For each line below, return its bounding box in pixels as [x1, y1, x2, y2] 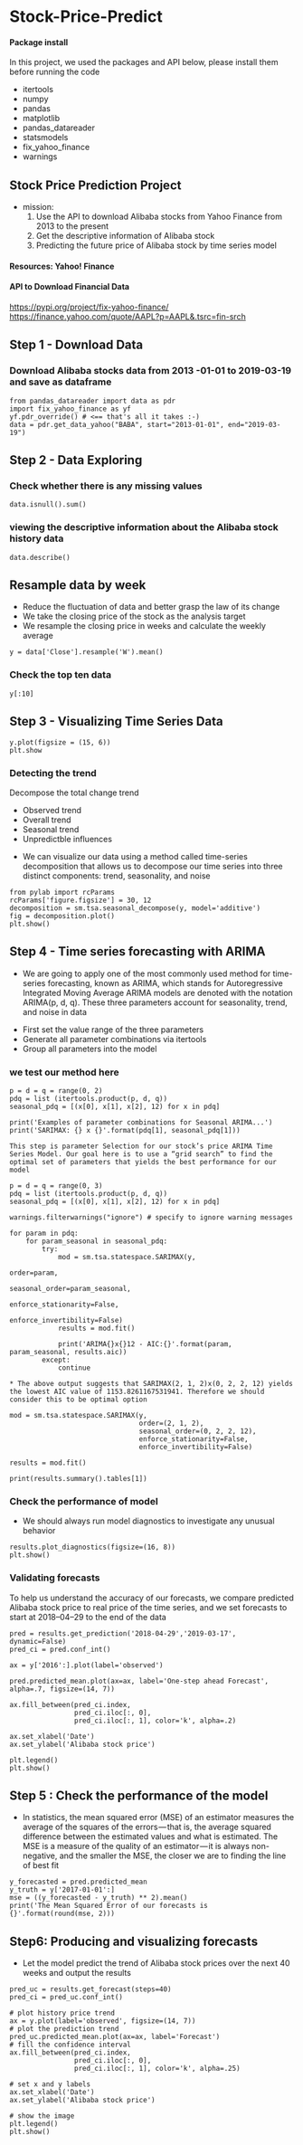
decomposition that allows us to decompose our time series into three [22, 860, 283, 871]
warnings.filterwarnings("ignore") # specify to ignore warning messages [9, 1213, 294, 1222]
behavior [22, 1525, 56, 1536]
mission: [22, 202, 54, 213]
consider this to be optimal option [9, 1395, 147, 1404]
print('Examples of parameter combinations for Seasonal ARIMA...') [9, 1118, 273, 1127]
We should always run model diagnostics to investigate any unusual [22, 1515, 275, 1526]
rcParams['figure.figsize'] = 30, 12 [9, 896, 152, 905]
